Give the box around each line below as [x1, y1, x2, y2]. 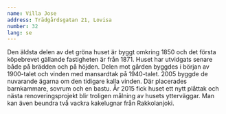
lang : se [7, 29, 32, 36]
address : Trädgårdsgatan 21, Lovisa [7, 16, 112, 23]
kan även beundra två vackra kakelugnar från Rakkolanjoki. [7, 99, 175, 107]
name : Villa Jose [7, 10, 57, 17]
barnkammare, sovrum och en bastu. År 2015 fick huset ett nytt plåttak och [7, 84, 220, 93]
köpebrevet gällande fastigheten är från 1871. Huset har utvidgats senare [7, 56, 213, 64]
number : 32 [7, 23, 38, 30]
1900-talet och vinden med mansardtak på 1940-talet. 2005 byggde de [7, 70, 208, 78]
